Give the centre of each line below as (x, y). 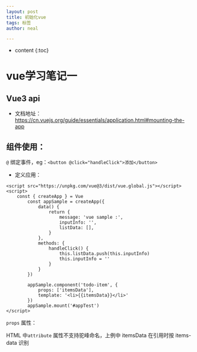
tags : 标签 (19, 23)
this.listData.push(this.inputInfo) (104, 254)
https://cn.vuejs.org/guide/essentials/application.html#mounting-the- (100, 120)
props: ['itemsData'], (66, 290)
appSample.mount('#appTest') (63, 306)
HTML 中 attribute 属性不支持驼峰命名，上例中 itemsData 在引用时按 (90, 335)
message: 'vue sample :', (91, 218)
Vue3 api (23, 98)
